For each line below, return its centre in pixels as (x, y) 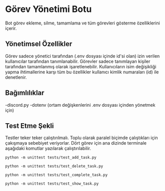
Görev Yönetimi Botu (48, 9)
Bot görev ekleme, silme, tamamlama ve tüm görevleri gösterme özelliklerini (82, 23)
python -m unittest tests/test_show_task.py (52, 184)
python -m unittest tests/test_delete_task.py (54, 166)
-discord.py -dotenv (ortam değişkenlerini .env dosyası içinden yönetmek (80, 105)
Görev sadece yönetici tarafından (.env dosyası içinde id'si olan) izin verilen (82, 56)
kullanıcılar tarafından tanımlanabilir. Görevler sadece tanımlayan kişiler (78, 61)
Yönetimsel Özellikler (39, 44)
